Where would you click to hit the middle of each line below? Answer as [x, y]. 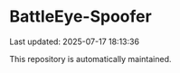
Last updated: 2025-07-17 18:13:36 [75, 41]
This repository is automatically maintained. [90, 59]
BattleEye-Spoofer [81, 17]
